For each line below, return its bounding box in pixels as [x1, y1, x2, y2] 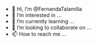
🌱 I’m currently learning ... [11, 18, 75, 24]
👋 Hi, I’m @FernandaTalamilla [11, 6, 82, 12]
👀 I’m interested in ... [11, 12, 62, 19]
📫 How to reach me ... [11, 31, 66, 37]
